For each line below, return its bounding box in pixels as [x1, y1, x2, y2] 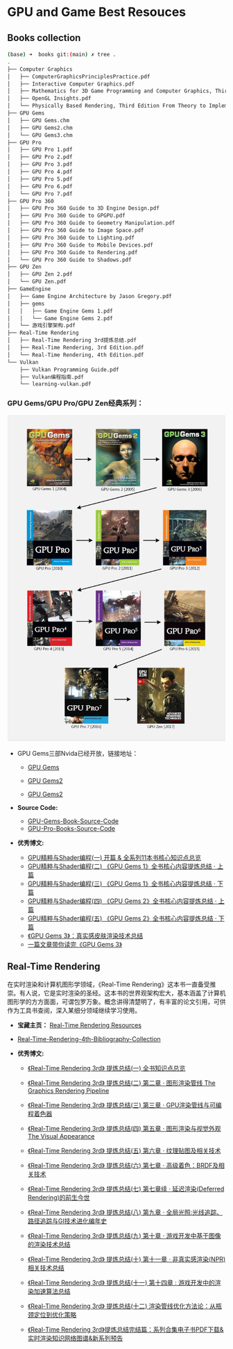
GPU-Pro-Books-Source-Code [27, 824, 116, 832]
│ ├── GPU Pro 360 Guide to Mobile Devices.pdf [7, 241, 154, 249]
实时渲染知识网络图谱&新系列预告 [27, 1334, 123, 1342]
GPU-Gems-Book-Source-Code [27, 817, 119, 825]
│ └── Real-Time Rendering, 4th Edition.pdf [7, 351, 144, 358]
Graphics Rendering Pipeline [27, 1086, 110, 1095]
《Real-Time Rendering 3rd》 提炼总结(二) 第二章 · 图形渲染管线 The [27, 1078, 216, 1087]
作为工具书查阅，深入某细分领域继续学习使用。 [7, 1006, 141, 1014]
